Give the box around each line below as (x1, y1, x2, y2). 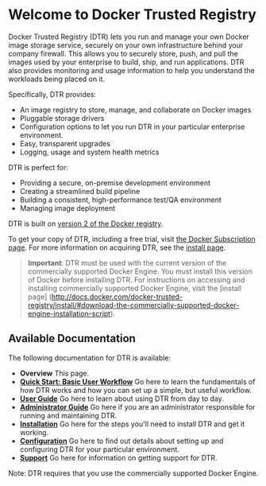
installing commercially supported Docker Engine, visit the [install (27, 283, 242, 293)
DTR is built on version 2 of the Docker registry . (8, 219, 164, 228)
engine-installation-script (27, 309, 111, 318)
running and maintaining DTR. (19, 410, 118, 420)
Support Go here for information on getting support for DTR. (19, 453, 218, 462)
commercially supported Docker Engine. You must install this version (27, 266, 253, 276)
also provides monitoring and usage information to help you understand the (8, 65, 256, 75)
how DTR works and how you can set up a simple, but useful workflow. (19, 385, 252, 395)
